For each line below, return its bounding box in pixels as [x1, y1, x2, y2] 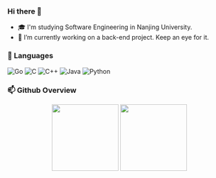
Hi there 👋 [7, 6, 43, 16]
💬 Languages [7, 51, 53, 61]
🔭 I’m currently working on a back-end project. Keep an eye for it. [17, 33, 210, 42]
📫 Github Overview [7, 85, 77, 95]
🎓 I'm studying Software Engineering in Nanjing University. [17, 23, 193, 31]
